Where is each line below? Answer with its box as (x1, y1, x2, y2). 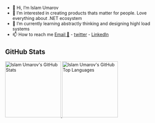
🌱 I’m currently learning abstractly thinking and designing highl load (12, 20, 151, 26)
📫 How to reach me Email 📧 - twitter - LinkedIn (12, 31, 109, 37)
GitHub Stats (5, 48, 46, 56)
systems (12, 26, 30, 32)
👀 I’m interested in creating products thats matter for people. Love (12, 10, 147, 16)
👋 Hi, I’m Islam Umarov (12, 5, 59, 10)
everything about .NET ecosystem (12, 15, 82, 21)
